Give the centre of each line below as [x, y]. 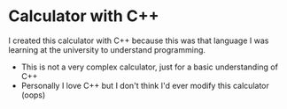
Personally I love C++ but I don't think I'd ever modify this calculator [145, 85]
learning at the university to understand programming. [107, 49]
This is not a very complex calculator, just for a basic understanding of [149, 67]
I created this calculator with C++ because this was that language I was [139, 40]
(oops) [33, 95]
